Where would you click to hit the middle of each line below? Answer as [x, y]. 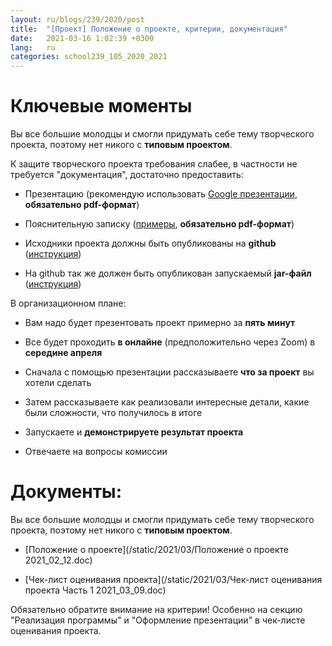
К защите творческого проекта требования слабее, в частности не [154, 164]
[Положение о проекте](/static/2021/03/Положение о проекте [157, 549]
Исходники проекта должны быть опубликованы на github [150, 243]
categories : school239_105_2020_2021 [89, 57]
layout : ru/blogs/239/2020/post [77, 19]
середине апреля [63, 353]
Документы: [66, 492]
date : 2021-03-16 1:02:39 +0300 [82, 38]
